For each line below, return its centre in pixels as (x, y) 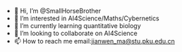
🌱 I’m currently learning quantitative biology (77, 26)
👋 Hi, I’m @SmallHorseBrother (57, 11)
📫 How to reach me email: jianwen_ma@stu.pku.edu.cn (94, 41)
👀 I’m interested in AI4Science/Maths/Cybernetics (87, 18)
